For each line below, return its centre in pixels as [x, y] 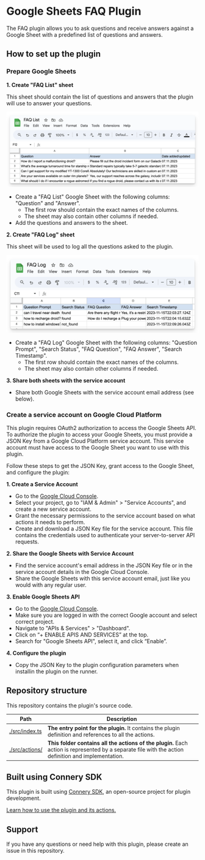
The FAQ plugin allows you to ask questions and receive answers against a [100, 28]
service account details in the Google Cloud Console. [82, 572]
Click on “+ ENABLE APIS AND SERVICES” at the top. [82, 635]
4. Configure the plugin [36, 653]
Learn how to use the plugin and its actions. [61, 810]
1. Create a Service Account [42, 485]
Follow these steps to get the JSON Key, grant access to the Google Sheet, [100, 466]
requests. [27, 542]
